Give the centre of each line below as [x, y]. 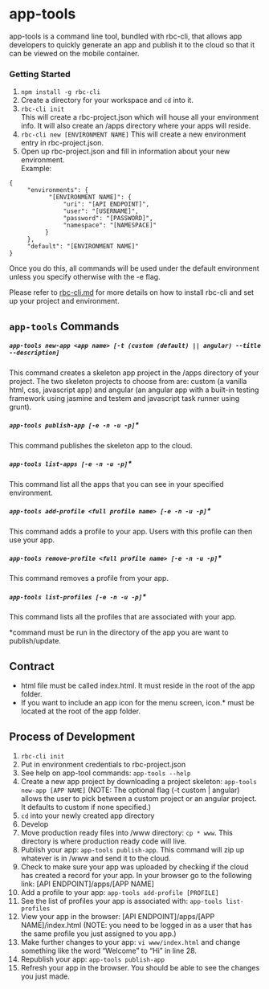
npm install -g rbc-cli [61, 92]
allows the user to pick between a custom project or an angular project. [139, 799]
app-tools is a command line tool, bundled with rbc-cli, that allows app [126, 36]
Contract [32, 666]
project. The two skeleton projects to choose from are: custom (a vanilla [128, 381]
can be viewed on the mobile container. [74, 53]
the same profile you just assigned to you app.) [98, 934]
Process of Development [72, 736]
